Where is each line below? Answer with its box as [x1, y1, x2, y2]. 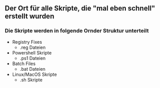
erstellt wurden [5, 12, 55, 21]
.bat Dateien [19, 66, 46, 72]
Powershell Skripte [12, 49, 52, 55]
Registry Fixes [12, 39, 42, 45]
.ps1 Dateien [19, 55, 46, 61]
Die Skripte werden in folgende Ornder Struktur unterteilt [5, 27, 149, 35]
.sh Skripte [19, 76, 43, 83]
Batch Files [12, 61, 36, 67]
